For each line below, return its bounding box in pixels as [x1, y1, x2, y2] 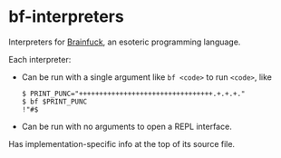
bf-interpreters [8, 6, 124, 27]
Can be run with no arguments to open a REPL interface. [21, 121, 232, 132]
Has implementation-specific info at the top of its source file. [8, 138, 236, 149]
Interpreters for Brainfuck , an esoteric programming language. [8, 36, 241, 47]
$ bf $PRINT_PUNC [21, 97, 88, 106]
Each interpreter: [8, 54, 72, 64]
